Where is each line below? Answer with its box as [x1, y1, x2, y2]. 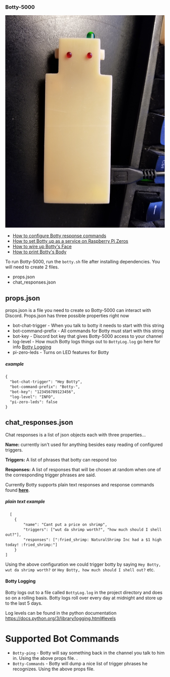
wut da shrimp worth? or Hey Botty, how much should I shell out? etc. [5, 566, 155, 572]
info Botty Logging [12, 344, 52, 350]
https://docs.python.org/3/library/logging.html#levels [5, 615, 116, 621]
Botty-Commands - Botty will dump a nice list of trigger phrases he [12, 661, 148, 666]
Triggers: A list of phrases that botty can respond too [5, 457, 117, 463]
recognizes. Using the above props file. [12, 666, 95, 672]
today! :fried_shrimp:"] [5, 542, 58, 547]
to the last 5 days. [5, 600, 42, 606]
